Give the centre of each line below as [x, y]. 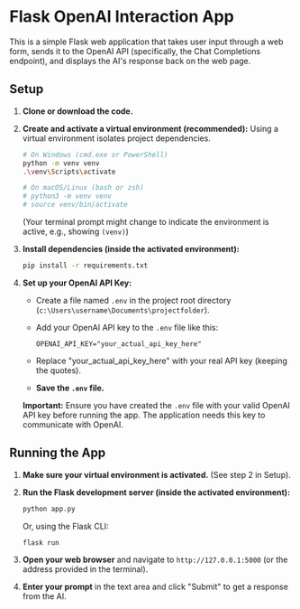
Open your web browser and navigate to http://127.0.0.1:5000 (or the [155, 560]
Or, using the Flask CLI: [66, 526]
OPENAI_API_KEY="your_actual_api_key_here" [119, 344]
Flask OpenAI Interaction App [122, 17]
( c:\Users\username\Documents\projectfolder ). [123, 310]
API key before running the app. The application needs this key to [144, 415]
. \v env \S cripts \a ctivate [69, 172]
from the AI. [45, 596]
